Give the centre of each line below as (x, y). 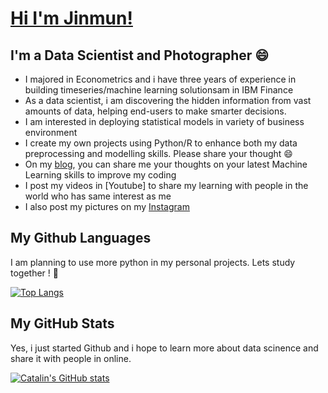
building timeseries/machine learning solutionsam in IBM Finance (159, 90)
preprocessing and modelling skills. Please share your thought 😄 (158, 153)
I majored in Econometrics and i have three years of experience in (160, 79)
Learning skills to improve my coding (100, 175)
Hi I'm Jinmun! (71, 18)
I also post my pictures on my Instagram (107, 206)
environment (51, 132)
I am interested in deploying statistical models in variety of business (164, 121)
